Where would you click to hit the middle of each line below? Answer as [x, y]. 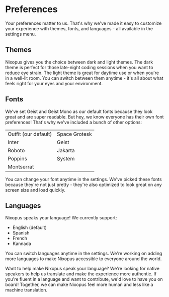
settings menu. [21, 34]
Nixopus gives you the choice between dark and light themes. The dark [79, 62]
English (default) [29, 227]
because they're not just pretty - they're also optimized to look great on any [83, 185]
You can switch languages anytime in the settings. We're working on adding [84, 254]
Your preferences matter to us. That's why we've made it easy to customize [83, 23]
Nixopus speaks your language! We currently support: [61, 218]
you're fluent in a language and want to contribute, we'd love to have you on [84, 279]
